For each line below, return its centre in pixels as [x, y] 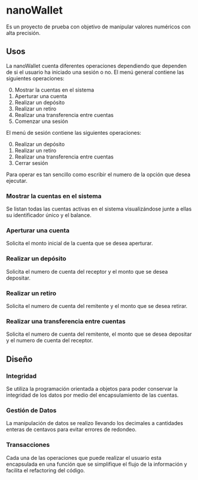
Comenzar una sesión [41, 121]
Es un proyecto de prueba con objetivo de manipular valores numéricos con [98, 27]
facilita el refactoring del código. [46, 470]
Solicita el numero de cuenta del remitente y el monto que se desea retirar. [97, 306]
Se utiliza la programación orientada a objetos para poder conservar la [92, 388]
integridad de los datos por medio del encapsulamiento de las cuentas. [92, 395]
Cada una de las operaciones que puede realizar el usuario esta [84, 458]
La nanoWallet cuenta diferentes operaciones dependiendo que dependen [97, 66]
